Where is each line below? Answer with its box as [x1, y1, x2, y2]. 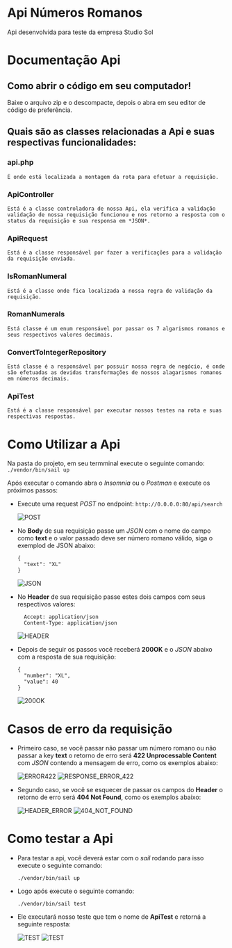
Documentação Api [7, 52, 121, 68]
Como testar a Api [7, 831, 113, 846]
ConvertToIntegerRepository [7, 347, 106, 357]
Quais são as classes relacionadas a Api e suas [7, 126, 215, 138]
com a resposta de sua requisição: [17, 652, 117, 661]
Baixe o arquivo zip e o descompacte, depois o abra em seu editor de [7, 98, 206, 106]
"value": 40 [24, 678, 58, 686]
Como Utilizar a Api [7, 436, 121, 452]
